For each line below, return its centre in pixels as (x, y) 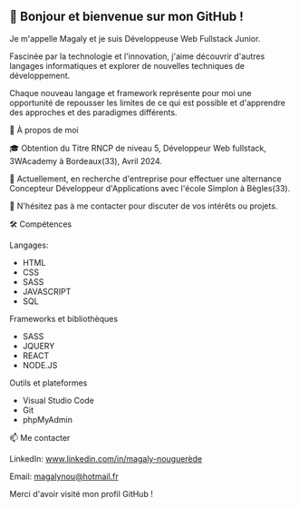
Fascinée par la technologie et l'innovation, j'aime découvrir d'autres (137, 56)
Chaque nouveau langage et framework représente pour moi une (130, 93)
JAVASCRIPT (47, 291)
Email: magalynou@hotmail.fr (64, 476)
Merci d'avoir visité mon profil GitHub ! (82, 493)
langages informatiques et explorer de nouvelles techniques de (127, 65)
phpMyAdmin (48, 419)
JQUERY (39, 346)
